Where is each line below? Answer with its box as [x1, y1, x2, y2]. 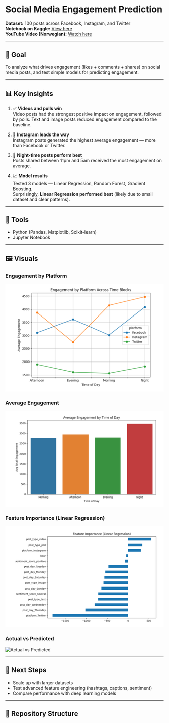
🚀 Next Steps [5, 666, 47, 674]
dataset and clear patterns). [12, 196, 70, 202]
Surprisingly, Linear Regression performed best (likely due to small [12, 191, 153, 197]
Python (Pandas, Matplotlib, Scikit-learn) [12, 229, 97, 235]
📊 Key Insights [5, 89, 54, 98]
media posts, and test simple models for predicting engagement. [5, 69, 139, 75]
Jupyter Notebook [12, 234, 50, 241]
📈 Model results [12, 173, 48, 179]
